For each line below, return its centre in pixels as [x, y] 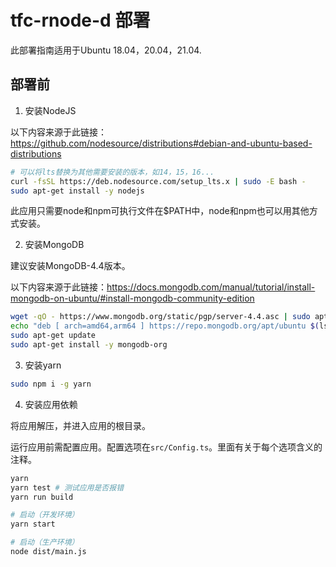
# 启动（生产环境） [45, 542]
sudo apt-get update [53, 336]
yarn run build [42, 497]
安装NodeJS [50, 110]
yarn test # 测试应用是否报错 [67, 487]
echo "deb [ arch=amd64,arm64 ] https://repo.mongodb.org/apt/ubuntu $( [165, 326]
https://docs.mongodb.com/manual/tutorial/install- [211, 287]
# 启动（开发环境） [45, 515]
